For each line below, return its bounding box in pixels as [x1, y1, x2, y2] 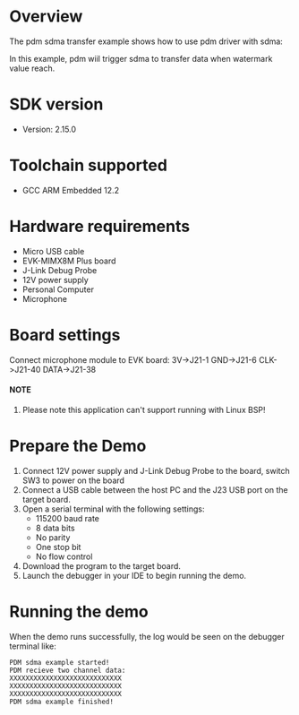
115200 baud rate [35, 513, 100, 523]
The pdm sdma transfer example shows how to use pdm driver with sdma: [9, 36, 284, 47]
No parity [35, 531, 71, 543]
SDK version [9, 94, 104, 115]
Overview [9, 6, 83, 27]
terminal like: [9, 641, 56, 651]
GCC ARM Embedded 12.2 [21, 185, 119, 195]
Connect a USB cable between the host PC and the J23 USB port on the [21, 484, 288, 495]
